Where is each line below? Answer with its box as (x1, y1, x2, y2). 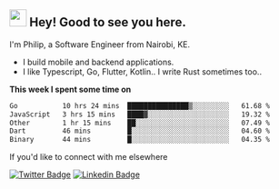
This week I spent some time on (9, 84, 132, 94)
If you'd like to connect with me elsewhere (9, 152, 168, 163)
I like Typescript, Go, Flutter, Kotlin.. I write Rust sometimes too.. (22, 65, 262, 77)
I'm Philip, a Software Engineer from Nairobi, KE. (9, 38, 191, 50)
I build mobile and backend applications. (22, 56, 174, 67)
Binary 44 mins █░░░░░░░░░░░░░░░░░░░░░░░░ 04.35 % (9, 135, 271, 144)
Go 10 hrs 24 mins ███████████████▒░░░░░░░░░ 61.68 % (9, 101, 271, 110)
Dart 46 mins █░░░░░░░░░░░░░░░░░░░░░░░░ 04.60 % (9, 126, 271, 136)
